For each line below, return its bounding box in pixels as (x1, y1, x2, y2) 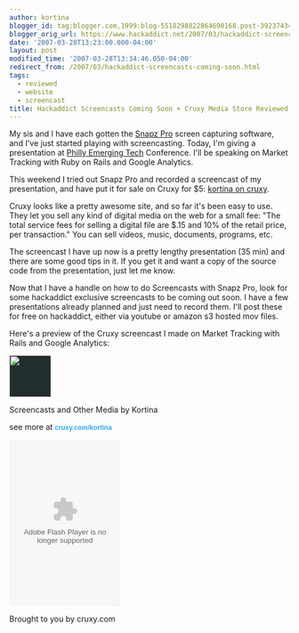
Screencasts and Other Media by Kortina (9, 404, 158, 415)
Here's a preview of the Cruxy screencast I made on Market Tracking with (9, 329, 280, 339)
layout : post (9, 46, 58, 55)
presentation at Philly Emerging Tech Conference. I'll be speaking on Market (9, 148, 288, 158)
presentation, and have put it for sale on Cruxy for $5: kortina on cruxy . (9, 183, 270, 194)
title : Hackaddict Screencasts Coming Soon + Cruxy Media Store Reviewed (9, 104, 289, 113)
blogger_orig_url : (9, 29, 77, 38)
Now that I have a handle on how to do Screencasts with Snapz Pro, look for (9, 282, 288, 294)
